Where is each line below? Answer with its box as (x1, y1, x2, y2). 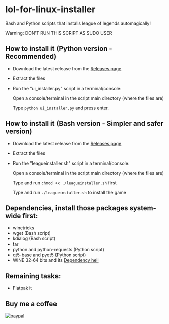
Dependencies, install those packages (5, 204, 128, 212)
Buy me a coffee (5, 299, 58, 308)
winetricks (12, 225, 34, 231)
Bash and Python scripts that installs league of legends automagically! (5, 20, 151, 26)
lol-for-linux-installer (5, 4, 96, 15)
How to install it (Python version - (5, 44, 112, 53)
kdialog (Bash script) (12, 235, 56, 242)
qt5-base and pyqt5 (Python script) (12, 252, 86, 258)
